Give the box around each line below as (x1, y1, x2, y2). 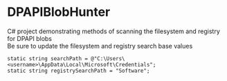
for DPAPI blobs (7, 34, 53, 42)
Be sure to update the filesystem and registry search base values (7, 42, 193, 50)
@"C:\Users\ (91, 55, 126, 62)
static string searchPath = (7, 55, 89, 62)
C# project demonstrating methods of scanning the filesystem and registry (7, 27, 220, 35)
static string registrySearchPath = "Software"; (7, 67, 150, 74)
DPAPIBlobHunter (7, 4, 111, 20)
